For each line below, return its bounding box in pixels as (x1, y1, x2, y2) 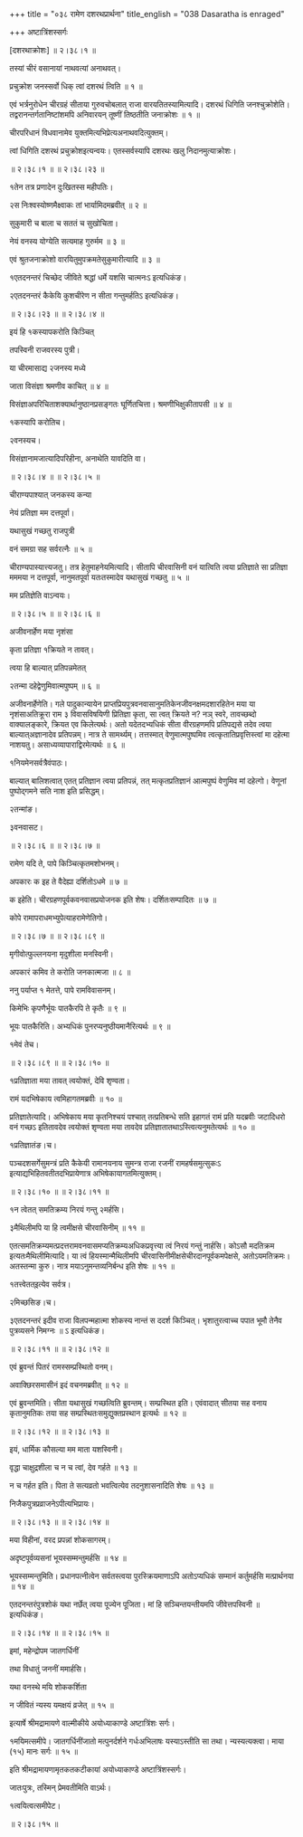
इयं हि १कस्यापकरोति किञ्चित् (9, 327, 95, 337)
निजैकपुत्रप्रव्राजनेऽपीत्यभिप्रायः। (9, 1499, 95, 1509)
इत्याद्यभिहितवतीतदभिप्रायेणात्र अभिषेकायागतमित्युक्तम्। (9, 1168, 163, 1178)
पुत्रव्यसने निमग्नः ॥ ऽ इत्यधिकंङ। (9, 1326, 106, 1336)
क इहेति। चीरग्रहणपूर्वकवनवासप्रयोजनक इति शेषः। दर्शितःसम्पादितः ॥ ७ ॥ (9, 894, 217, 905)
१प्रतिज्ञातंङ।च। (9, 1140, 57, 1150)
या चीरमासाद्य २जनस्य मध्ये (9, 363, 86, 373)
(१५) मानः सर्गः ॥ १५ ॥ (9, 1747, 79, 1756)
